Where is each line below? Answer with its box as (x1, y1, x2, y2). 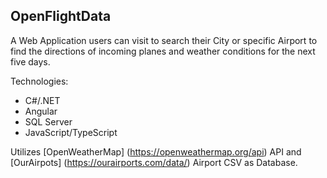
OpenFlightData (10, 8, 112, 25)
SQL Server (24, 115, 73, 128)
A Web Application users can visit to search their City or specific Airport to (10, 34, 318, 46)
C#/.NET (24, 94, 61, 106)
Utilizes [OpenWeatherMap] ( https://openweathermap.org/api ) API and (10, 145, 302, 158)
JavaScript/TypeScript (24, 126, 118, 138)
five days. (10, 55, 51, 68)
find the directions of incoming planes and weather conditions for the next (10, 45, 316, 57)
